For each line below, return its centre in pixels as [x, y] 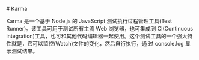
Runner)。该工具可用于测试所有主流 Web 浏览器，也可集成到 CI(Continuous [100, 28]
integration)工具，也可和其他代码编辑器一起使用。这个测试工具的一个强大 [97, 36]
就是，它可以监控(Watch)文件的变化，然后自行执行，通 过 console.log [98, 43]
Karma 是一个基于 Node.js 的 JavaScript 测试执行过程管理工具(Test [89, 21]
